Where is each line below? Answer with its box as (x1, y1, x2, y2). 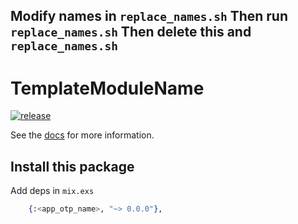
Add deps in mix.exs (10, 185, 95, 197)
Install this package (10, 158, 135, 175)
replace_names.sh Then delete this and (10, 24, 252, 41)
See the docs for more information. (10, 129, 155, 141)
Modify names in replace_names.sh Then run (10, 8, 288, 25)
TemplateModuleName (10, 77, 205, 99)
